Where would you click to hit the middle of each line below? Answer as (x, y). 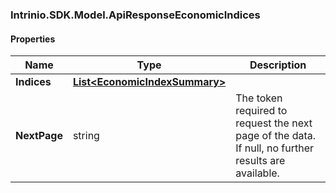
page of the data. (276, 136)
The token (259, 98)
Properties (33, 39)
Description (278, 65)
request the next (274, 123)
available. (257, 173)
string (86, 136)
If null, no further (275, 148)
